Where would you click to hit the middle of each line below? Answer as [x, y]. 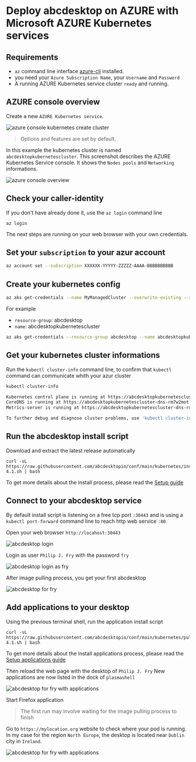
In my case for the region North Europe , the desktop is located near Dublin [95, 735]
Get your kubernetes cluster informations [83, 355]
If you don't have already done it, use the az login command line [84, 212]
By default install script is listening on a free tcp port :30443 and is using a [95, 515]
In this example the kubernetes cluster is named [64, 150]
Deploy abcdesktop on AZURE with [92, 11]
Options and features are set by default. [68, 139]
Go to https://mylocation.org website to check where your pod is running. [96, 729]
